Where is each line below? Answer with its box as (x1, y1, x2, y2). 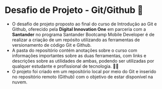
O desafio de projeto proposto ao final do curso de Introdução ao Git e (11, 21, 157, 27)
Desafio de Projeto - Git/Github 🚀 (4, 4, 143, 16)
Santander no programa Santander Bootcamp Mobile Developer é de (11, 31, 154, 37)
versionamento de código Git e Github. (11, 42, 92, 48)
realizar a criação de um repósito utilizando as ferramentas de (11, 37, 140, 43)
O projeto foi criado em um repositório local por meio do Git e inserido (11, 68, 156, 74)
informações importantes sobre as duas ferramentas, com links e (11, 52, 146, 59)
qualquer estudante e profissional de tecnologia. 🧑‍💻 (11, 63, 119, 69)
